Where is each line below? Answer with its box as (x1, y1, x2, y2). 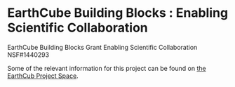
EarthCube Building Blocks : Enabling (7, 5, 229, 21)
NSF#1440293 (7, 51, 50, 59)
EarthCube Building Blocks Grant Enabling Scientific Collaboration (7, 43, 198, 51)
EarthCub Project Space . (7, 72, 79, 80)
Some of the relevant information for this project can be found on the (7, 64, 206, 72)
